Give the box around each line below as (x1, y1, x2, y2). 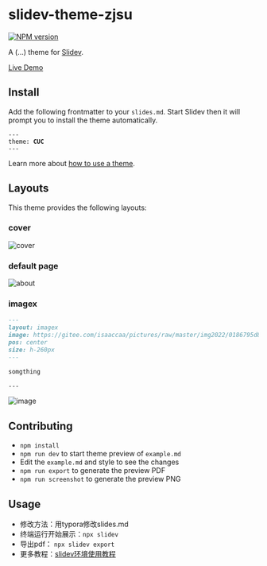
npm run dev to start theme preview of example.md (19, 449, 181, 459)
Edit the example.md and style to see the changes (19, 457, 180, 467)
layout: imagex (8, 324, 59, 331)
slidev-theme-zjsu (8, 6, 133, 24)
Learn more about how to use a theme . (8, 158, 135, 168)
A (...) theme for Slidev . (8, 47, 84, 56)
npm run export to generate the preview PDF (19, 466, 165, 475)
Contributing (8, 419, 73, 432)
